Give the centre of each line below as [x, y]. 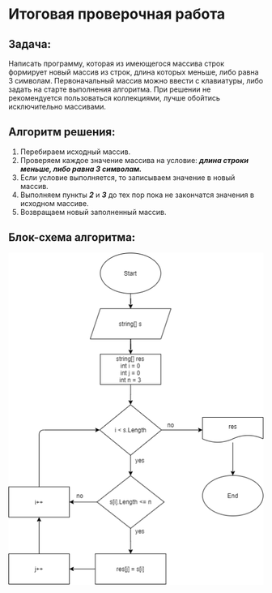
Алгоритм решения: [62, 132]
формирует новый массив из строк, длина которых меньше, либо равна [134, 72]
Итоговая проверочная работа [117, 14]
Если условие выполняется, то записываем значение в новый [127, 177]
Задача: [30, 44]
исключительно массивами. [57, 107]
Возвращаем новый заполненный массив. [93, 212]
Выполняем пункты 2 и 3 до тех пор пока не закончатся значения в [137, 195]
